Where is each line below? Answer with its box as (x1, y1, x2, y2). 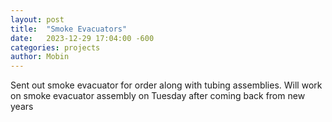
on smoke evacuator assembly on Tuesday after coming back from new (10, 90, 306, 102)
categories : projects (10, 42, 101, 53)
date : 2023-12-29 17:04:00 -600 (10, 33, 155, 43)
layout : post (10, 14, 65, 25)
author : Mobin (10, 52, 70, 62)
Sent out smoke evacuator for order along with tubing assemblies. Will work (10, 79, 323, 91)
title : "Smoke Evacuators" (10, 24, 128, 34)
